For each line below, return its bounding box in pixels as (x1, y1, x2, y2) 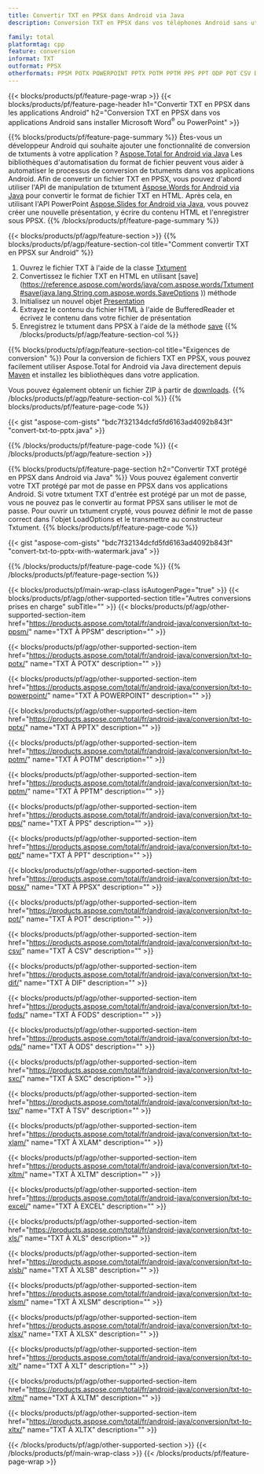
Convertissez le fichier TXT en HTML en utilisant (19, 272, 177, 281)
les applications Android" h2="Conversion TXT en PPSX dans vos (8, 108, 221, 117)
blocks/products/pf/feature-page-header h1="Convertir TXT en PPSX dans (8, 99, 251, 108)
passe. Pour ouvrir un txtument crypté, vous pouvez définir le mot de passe (8, 506, 253, 515)
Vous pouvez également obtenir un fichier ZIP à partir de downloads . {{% (8, 386, 246, 395)
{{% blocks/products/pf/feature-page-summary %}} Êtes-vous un (8, 133, 222, 142)
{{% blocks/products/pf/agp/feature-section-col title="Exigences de (8, 345, 230, 354)
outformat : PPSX (8, 62, 61, 71)
